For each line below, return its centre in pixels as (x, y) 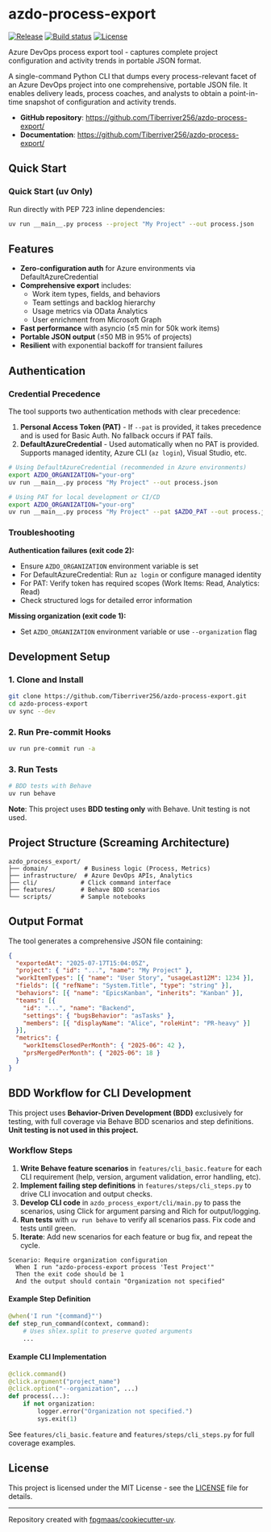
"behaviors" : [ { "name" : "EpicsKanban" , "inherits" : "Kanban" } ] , (129, 993)
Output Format (46, 921)
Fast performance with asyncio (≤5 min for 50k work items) (120, 328)
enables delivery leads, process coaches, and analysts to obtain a (118, 93)
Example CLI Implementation (58, 1357)
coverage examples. (42, 1442)
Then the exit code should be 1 (70, 1274)
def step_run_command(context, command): (79, 1323)
